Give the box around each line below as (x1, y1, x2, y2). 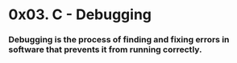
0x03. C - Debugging (8, 6, 152, 24)
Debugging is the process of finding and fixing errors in (8, 34, 230, 45)
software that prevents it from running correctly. (8, 44, 202, 55)
